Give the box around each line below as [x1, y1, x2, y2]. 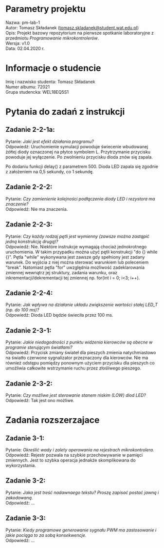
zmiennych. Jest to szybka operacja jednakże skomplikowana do [5, 457, 136, 463]
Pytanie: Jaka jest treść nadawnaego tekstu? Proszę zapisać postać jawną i [5, 489, 159, 495]
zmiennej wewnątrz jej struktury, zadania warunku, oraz [5, 269, 118, 275]
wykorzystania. [5, 462, 36, 468]
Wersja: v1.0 [5, 40, 30, 46]
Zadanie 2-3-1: [5, 326, 52, 335]
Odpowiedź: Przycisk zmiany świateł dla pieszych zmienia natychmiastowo [5, 350, 156, 356]
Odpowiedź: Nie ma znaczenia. [5, 206, 68, 212]
